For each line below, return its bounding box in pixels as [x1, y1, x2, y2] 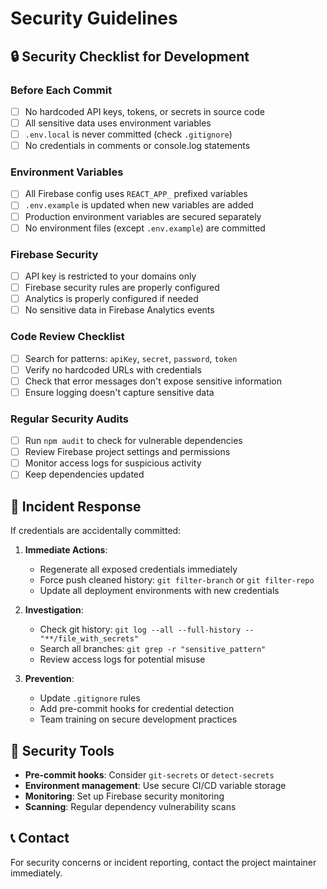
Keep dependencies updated [24, 468, 145, 481]
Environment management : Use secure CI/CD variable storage [24, 779, 287, 791]
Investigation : [24, 604, 84, 616]
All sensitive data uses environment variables [24, 117, 212, 129]
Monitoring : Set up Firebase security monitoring [24, 790, 225, 802]
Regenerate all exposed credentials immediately [39, 563, 238, 576]
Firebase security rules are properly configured [24, 282, 220, 294]
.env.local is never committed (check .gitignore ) [24, 128, 233, 140]
